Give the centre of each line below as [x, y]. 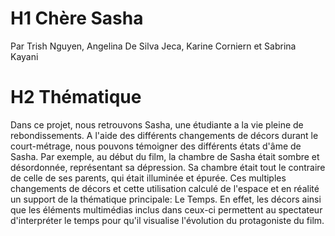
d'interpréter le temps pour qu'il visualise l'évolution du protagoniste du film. [167, 220]
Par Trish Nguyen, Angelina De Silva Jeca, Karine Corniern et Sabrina [153, 46]
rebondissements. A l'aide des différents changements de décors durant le [164, 135]
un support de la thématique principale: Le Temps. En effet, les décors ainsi [166, 199]
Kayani [24, 56]
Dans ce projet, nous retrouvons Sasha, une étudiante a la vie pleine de [157, 124]
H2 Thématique [76, 97]
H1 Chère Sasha [77, 18]
